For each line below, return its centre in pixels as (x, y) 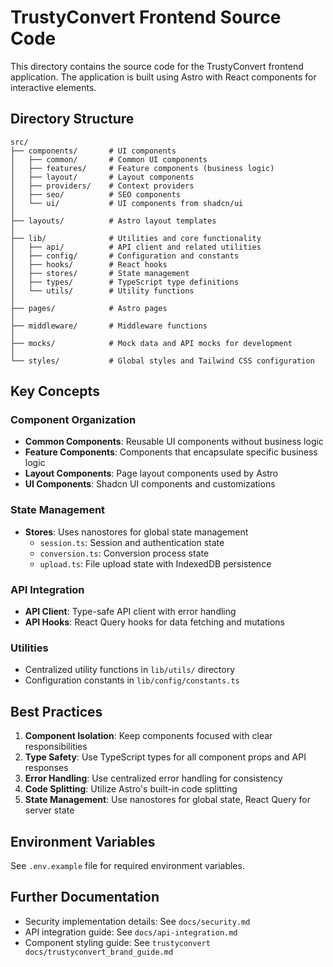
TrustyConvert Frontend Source (146, 17)
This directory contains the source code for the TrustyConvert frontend (157, 66)
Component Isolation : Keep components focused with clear (148, 736)
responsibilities (56, 747)
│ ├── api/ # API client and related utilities (136, 247)
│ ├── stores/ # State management (100, 273)
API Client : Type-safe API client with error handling (130, 612)
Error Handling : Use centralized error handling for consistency (153, 778)
